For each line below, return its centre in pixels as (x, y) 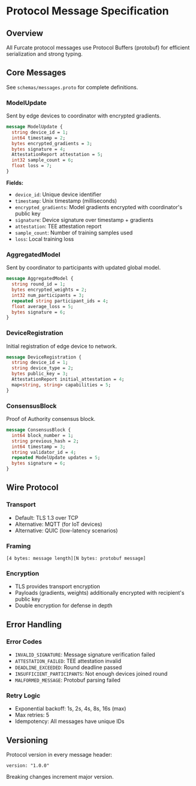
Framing (19, 546)
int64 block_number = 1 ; (43, 435)
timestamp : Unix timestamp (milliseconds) (66, 201)
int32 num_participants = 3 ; (48, 295)
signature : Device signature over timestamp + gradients (84, 219)
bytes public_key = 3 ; (40, 374)
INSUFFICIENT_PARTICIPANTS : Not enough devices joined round (91, 673)
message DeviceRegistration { (44, 357)
